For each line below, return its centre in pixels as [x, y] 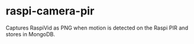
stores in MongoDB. [30, 34]
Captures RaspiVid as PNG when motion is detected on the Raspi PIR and [97, 28]
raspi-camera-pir [50, 11]
